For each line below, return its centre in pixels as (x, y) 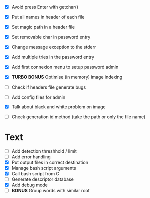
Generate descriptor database (43, 179)
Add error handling (31, 157)
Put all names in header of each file (48, 17)
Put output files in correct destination (50, 162)
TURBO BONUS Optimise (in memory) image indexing (67, 77)
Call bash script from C (36, 173)
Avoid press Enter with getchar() (45, 7)
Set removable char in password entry (51, 37)
